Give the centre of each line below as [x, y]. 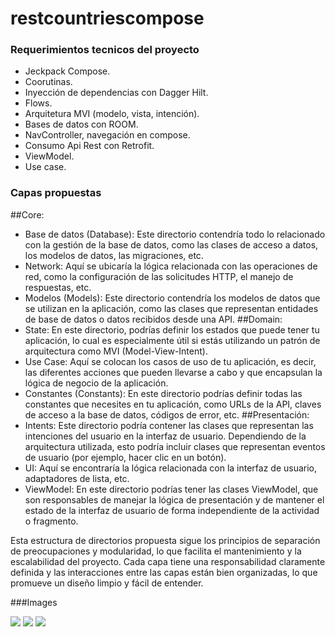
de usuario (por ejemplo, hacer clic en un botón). [125, 457]
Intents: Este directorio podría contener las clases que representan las [169, 425]
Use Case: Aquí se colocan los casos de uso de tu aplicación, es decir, [170, 361]
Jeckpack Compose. [67, 71]
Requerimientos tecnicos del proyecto [105, 50]
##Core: [27, 214]
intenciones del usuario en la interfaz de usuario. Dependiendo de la [165, 436]
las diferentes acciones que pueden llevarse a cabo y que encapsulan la [173, 372]
